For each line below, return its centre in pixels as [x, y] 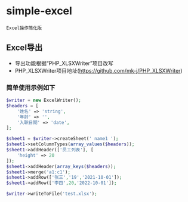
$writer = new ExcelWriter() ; [44, 100]
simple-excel [39, 11]
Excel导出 [24, 48]
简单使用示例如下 [31, 88]
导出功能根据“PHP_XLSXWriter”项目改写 [64, 63]
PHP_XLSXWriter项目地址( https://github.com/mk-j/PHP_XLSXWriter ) [99, 70]
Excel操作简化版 [24, 28]
